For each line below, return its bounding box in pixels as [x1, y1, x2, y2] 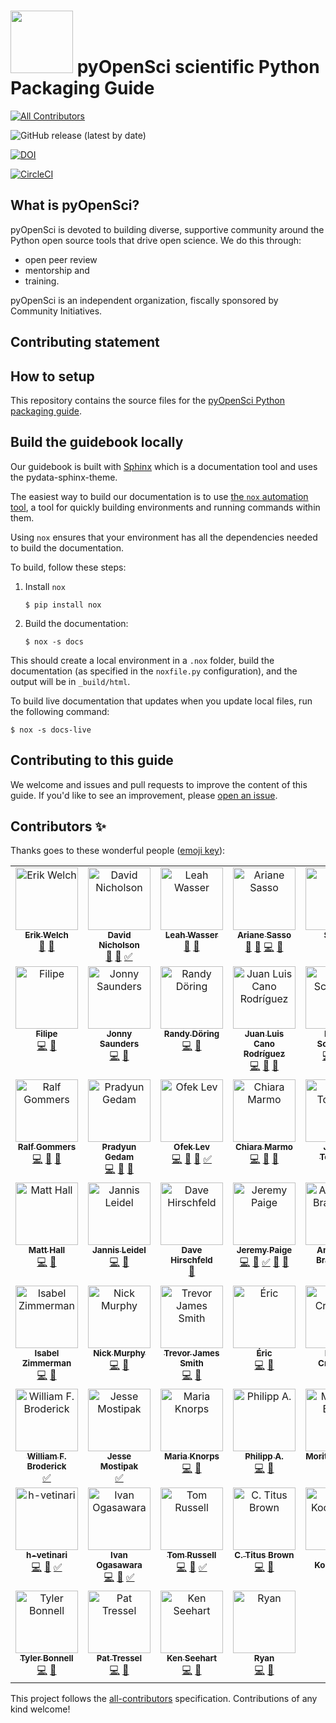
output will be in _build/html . [10, 675, 131, 687]
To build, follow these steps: [10, 561, 127, 573]
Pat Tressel [96, 1653, 143, 1664]
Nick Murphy [93, 1348, 146, 1359]
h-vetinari [25, 1550, 68, 1561]
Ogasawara [96, 1560, 143, 1571]
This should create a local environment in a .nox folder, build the [10, 654, 275, 666]
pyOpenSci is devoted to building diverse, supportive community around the [10, 223, 325, 235]
